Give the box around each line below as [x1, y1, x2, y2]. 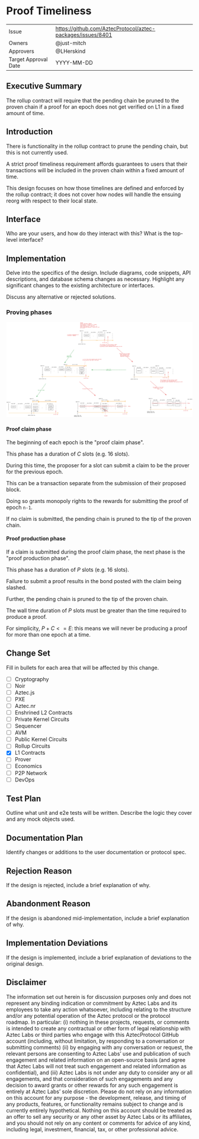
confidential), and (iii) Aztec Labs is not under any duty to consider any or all [6, 1069, 192, 1076]
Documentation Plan [6, 833, 84, 843]
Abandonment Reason [6, 898, 91, 909]
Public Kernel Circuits [14, 736, 68, 743]
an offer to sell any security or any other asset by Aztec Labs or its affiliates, [6, 1113, 192, 1120]
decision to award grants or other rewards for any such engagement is [6, 1081, 178, 1089]
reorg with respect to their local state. [6, 197, 98, 204]
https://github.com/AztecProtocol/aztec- [55, 25, 156, 32]
